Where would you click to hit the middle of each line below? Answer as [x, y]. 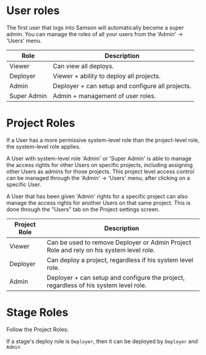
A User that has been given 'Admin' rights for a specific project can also [97, 196]
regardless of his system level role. [97, 285]
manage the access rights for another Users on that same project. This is [99, 203]
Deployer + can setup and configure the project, [116, 277]
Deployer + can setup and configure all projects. [122, 86]
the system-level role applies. [44, 146]
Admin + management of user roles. [105, 95]
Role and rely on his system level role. [101, 250]
